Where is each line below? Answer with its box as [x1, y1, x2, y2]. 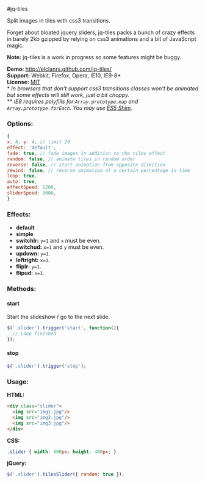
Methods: [7, 285, 37, 293]
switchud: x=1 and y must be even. [15, 243, 104, 251]
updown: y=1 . [15, 250, 51, 257]
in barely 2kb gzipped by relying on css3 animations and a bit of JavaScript [7, 35, 196, 42]
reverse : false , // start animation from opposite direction [7, 162, 166, 168]
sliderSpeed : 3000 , [7, 190, 57, 196]
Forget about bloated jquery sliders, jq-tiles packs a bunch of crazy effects [7, 29, 195, 36]
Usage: [7, 377, 29, 386]
